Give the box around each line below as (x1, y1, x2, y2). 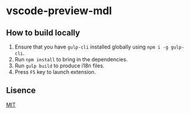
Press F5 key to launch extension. (14, 69, 96, 75)
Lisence (6, 86, 36, 96)
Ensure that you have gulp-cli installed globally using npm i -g (14, 43, 169, 50)
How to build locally (6, 28, 80, 38)
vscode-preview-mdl (6, 4, 112, 18)
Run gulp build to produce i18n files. (14, 62, 105, 69)
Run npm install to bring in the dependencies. (14, 56, 128, 63)
